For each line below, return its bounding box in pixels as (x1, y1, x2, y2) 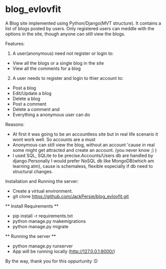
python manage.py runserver (12, 243, 73, 249)
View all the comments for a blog (12, 65, 81, 71)
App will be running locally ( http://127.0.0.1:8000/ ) (12, 248, 116, 254)
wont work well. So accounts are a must (12, 136, 96, 142)
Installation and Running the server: (5, 178, 79, 184)
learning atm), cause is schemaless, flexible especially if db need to (12, 163, 153, 169)
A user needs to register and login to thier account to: (12, 75, 124, 81)
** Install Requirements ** (5, 203, 59, 209)
